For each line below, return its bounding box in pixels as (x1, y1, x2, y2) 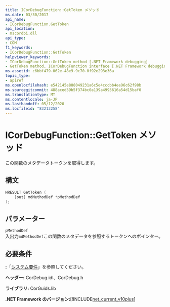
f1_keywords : (5, 45, 33, 50)
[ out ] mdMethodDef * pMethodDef (14, 194, 80, 200)
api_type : (5, 36, 26, 41)
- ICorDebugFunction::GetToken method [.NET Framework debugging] (5, 59, 148, 64)
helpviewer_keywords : (5, 54, 51, 60)
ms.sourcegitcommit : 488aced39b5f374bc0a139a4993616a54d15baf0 (5, 87, 142, 93)
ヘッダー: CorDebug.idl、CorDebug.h (5, 275, 83, 281)
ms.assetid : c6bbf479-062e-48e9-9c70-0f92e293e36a (5, 69, 114, 74)
